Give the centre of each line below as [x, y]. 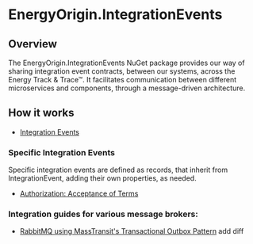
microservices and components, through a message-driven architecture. [127, 88]
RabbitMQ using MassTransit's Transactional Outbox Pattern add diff [132, 231]
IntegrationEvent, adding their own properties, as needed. [102, 178]
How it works [41, 113]
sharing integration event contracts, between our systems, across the [122, 71]
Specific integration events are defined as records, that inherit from [118, 170]
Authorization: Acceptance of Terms [79, 194]
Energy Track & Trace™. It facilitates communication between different [123, 80]
